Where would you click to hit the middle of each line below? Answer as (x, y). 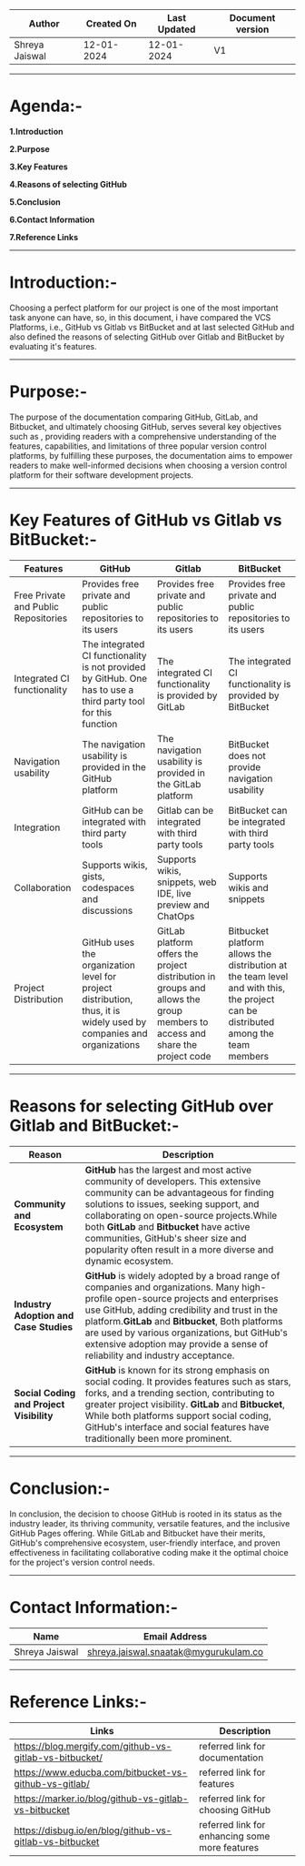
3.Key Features (39, 167)
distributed (251, 1021)
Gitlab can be (186, 810)
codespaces (108, 887)
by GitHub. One (114, 678)
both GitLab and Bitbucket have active (167, 1226)
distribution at (258, 965)
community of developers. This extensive (173, 1181)
